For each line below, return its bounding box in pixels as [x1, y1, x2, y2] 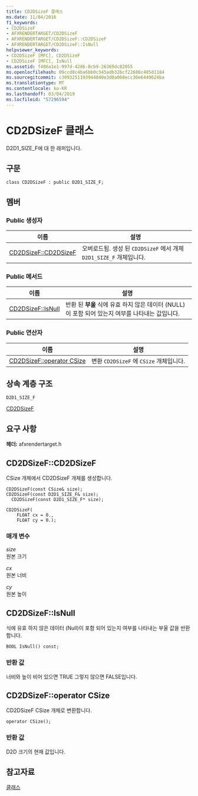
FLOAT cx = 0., [16, 512, 54, 518]
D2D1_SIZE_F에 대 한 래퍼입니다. [6, 144, 82, 151]
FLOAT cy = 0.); [16, 518, 57, 524]
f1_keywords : [6, 20, 38, 25]
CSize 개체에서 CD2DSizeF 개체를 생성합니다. [6, 475, 113, 482]
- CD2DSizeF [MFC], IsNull [6, 58, 72, 64]
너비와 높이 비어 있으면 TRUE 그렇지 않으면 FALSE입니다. [6, 673, 137, 680]
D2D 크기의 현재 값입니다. [6, 748, 66, 755]
